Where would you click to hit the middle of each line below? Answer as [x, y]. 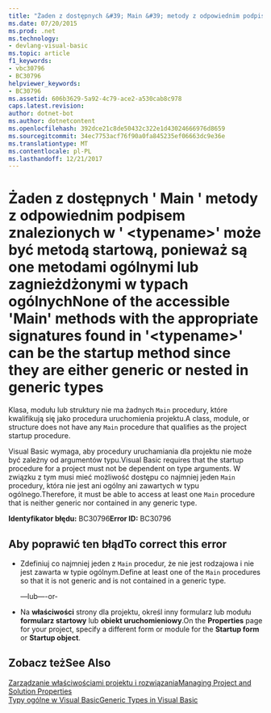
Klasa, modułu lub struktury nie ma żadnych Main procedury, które [118, 410]
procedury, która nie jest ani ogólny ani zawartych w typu [104, 486]
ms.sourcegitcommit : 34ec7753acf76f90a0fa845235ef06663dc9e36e [117, 136]
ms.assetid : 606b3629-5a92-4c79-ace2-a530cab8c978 [95, 99]
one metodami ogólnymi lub [104, 267]
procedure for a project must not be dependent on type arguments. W [125, 469]
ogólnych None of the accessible [119, 302]
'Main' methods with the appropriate [133, 319]
